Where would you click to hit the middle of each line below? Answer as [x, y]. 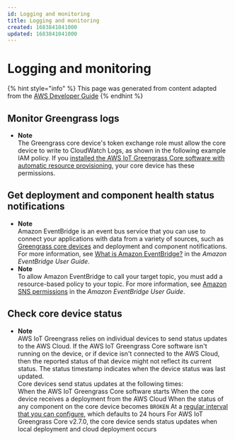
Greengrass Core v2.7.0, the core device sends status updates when [117, 421]
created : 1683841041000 [42, 27]
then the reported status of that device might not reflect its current [115, 361]
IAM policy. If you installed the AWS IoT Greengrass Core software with [121, 158]
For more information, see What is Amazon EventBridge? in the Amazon [122, 253]
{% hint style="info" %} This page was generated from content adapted [112, 89]
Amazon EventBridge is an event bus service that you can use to [112, 231]
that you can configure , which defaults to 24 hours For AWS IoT [110, 414]
